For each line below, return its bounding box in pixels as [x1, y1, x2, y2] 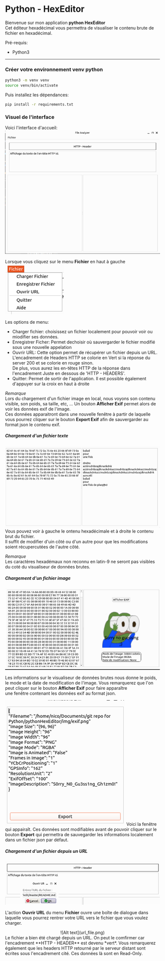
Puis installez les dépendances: [5, 92, 69, 98]
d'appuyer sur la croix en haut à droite [12, 381, 90, 387]
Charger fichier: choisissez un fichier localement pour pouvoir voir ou [12, 328, 153, 335]
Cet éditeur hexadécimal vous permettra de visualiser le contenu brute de [5, 25, 154, 30]
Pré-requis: [5, 39, 28, 45]
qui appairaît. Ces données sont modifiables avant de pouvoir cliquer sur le [5, 826, 157, 832]
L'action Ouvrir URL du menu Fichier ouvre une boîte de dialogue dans [5, 909, 149, 915]
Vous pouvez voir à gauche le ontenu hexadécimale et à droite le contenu [5, 528, 154, 534]
